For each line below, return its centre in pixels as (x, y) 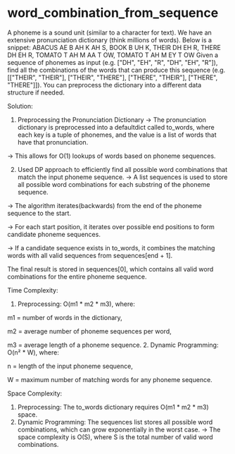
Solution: (20, 106)
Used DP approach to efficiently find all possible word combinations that (122, 169)
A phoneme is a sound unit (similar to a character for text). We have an (110, 32)
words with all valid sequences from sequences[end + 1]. (90, 255)
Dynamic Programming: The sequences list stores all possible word (115, 422)
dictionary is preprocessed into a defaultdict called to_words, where (116, 127)
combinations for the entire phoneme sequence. (77, 276)
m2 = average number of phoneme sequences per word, (89, 331)
